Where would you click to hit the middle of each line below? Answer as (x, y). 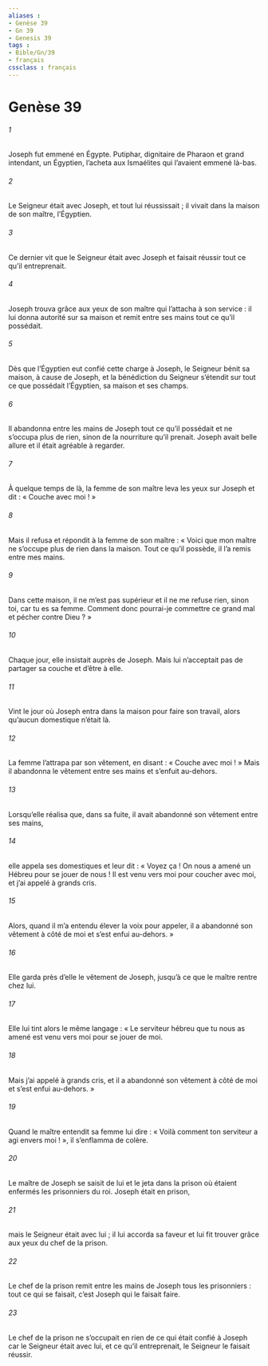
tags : (19, 45)
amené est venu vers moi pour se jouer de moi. (86, 1037)
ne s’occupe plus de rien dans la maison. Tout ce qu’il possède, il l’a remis (130, 548)
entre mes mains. (37, 557)
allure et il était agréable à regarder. (67, 446)
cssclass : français (43, 68)
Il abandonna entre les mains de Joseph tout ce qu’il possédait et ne (120, 428)
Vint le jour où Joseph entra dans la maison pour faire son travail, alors (124, 712)
